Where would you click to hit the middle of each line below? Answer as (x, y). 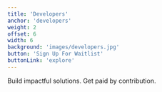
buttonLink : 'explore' (41, 61)
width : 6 (20, 41)
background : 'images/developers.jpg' (64, 47)
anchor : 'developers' (40, 21)
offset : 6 (22, 34)
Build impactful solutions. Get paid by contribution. (82, 81)
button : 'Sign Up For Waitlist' (55, 54)
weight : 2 (22, 27)
